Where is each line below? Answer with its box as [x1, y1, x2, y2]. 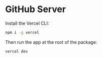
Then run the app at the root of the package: [5, 39, 97, 45]
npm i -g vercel [5, 30, 39, 35]
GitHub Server [5, 4, 66, 15]
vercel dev [5, 49, 28, 54]
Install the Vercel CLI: [5, 20, 49, 26]
